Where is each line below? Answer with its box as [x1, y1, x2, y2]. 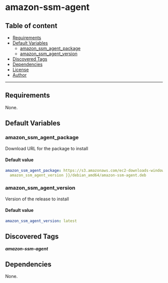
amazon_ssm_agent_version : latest [5, 218, 77, 223]
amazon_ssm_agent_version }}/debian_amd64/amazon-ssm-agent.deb [9, 172, 146, 178]
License [12, 67, 29, 73]
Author [12, 72, 27, 78]
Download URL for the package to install [5, 145, 88, 151]
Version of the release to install [5, 196, 69, 202]
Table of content [5, 22, 57, 30]
